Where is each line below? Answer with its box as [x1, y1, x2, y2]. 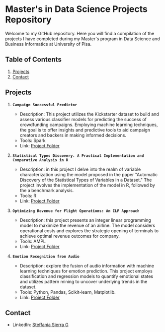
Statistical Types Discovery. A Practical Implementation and [12, 153, 144, 158]
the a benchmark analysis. [19, 187, 74, 193]
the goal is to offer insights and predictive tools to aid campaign [19, 127, 151, 133]
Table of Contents [5, 56, 62, 64]
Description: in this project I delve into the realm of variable [19, 166, 141, 172]
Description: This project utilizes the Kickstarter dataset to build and [19, 111, 159, 117]
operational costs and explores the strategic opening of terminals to [19, 227, 159, 234]
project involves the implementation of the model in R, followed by [19, 182, 156, 188]
